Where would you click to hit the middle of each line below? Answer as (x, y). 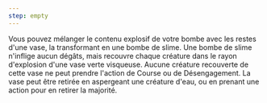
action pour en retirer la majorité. (63, 90)
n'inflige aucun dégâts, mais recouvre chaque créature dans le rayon (123, 56)
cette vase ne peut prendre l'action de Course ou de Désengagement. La (130, 72)
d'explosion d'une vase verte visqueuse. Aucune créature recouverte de (128, 64)
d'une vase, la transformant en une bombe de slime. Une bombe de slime (130, 47)
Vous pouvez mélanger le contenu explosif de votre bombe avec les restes (132, 39)
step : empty (28, 16)
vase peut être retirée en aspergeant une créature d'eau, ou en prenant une (134, 81)
